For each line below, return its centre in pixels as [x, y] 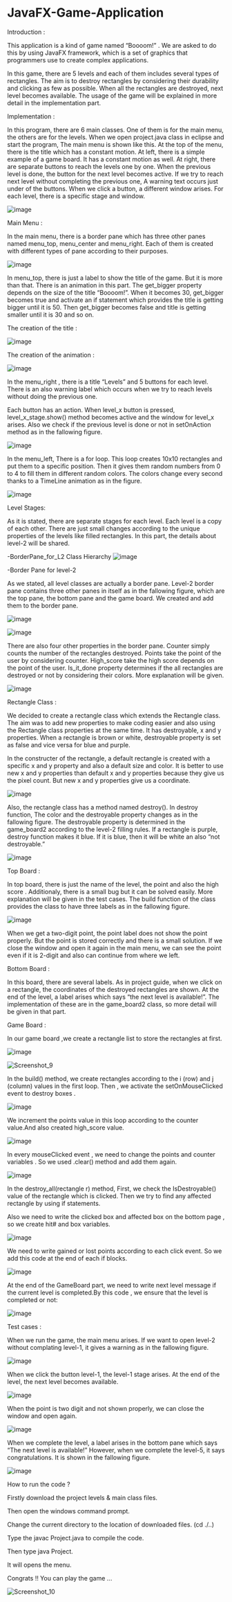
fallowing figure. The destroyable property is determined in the [96, 821]
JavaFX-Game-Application [86, 13]
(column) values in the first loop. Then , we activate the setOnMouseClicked [115, 1086]
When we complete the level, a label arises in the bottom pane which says [112, 1443]
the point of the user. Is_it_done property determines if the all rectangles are [115, 668]
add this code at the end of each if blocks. [67, 1258]
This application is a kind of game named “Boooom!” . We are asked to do [112, 45]
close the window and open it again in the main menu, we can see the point [114, 947]
